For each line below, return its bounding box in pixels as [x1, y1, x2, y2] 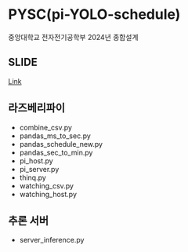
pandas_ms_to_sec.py [19, 131, 92, 141]
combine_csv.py [19, 122, 73, 132]
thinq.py [19, 173, 47, 182]
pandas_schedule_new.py [19, 139, 103, 148]
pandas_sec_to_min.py [19, 148, 93, 157]
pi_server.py [19, 164, 60, 173]
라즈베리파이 [8, 101, 65, 115]
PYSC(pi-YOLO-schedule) [8, 5, 181, 24]
